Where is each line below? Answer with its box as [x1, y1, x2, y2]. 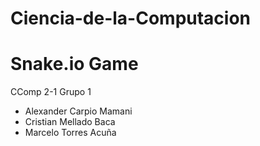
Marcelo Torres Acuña [24, 127, 117, 139]
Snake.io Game [10, 53, 139, 76]
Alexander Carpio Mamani [24, 105, 133, 117]
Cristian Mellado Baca [24, 116, 116, 128]
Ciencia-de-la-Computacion [10, 7, 252, 30]
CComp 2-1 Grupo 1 [10, 86, 92, 98]
